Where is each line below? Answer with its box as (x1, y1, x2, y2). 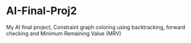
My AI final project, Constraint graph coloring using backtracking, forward (6, 24, 186, 31)
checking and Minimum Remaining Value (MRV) (6, 29, 122, 37)
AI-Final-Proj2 (6, 4, 77, 18)
